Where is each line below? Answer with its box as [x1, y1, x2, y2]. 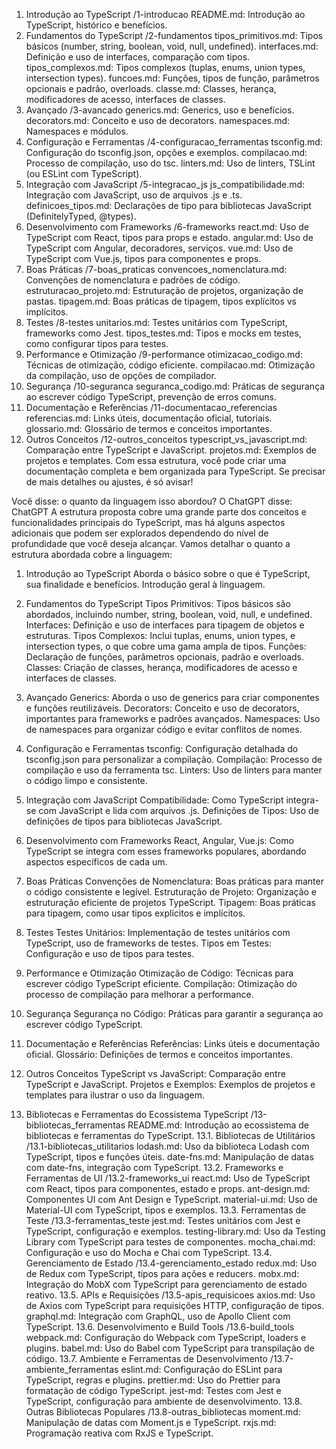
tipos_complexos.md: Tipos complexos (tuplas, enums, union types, [25, 62, 306, 73]
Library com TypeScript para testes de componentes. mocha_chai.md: [25, 1236, 316, 1248]
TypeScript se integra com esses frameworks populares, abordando [25, 845, 307, 857]
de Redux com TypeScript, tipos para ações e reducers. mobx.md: [25, 1268, 300, 1279]
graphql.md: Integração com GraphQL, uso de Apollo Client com [25, 1310, 291, 1322]
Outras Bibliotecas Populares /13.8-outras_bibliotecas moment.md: [25, 1406, 301, 1418]
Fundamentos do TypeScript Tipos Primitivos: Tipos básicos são [25, 598, 291, 609]
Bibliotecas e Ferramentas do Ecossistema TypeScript [25, 1109, 249, 1120]
